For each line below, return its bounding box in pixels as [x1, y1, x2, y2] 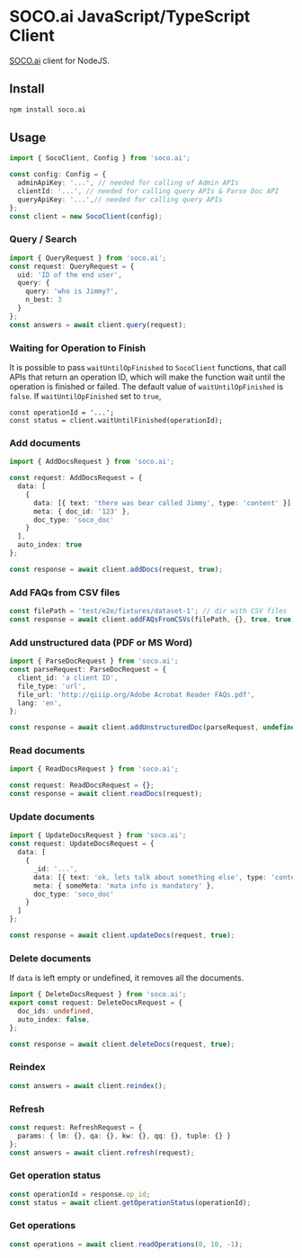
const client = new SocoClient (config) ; [9, 211, 164, 221]
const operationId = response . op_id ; [9, 1190, 151, 1199]
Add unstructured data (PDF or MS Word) [9, 636, 193, 648]
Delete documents [9, 951, 92, 964]
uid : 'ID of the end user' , [17, 270, 123, 280]
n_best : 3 [25, 295, 63, 305]
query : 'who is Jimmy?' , [25, 287, 119, 296]
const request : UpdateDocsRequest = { [9, 839, 155, 849]
